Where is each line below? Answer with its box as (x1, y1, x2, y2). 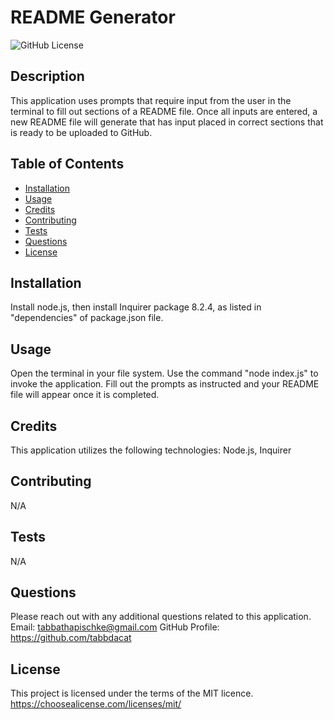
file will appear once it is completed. (10, 389, 160, 401)
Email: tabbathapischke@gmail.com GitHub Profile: (10, 621, 220, 633)
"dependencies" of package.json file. (10, 312, 164, 324)
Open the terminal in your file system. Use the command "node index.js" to (10, 367, 319, 380)
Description (10, 68, 85, 85)
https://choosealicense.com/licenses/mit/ (10, 698, 182, 710)
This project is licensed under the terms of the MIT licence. (10, 687, 254, 700)
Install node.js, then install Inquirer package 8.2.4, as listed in (10, 301, 262, 313)
